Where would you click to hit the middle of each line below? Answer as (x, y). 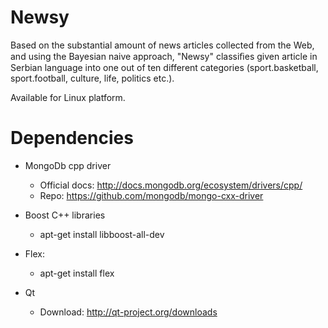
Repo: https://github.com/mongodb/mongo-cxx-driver (151, 195)
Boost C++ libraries (65, 215)
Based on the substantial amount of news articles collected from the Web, (162, 45)
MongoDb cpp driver (68, 165)
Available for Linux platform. (68, 97)
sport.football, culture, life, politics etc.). (92, 78)
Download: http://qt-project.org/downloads (128, 312)
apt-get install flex (77, 273)
